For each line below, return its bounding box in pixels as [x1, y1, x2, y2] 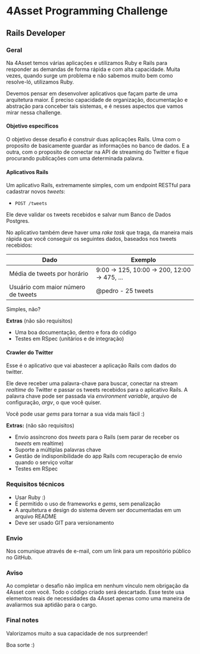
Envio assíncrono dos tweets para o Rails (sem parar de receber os [14, 433, 180, 441]
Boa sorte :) [6, 641, 35, 648]
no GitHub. [6, 554, 33, 561]
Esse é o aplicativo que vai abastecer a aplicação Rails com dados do [6, 362, 177, 369]
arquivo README [14, 513, 57, 520]
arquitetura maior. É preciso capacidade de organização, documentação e [6, 96, 188, 103]
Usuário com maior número [9, 283, 86, 292]
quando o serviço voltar [14, 459, 74, 466]
